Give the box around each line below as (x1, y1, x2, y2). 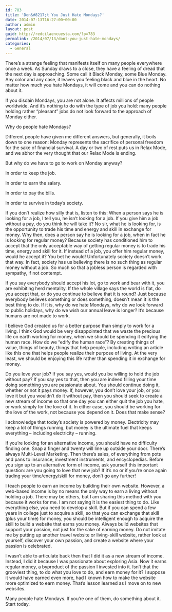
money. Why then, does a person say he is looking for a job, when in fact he (5, 231, 166, 238)
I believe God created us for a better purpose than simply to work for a (5, 322, 155, 329)
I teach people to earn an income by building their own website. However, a (5, 482, 165, 489)
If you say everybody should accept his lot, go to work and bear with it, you (5, 280, 165, 286)
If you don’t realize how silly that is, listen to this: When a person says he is (5, 209, 164, 216)
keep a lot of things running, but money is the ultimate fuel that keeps (5, 424, 152, 430)
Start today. (5, 601, 30, 607)
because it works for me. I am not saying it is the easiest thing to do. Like (5, 499, 160, 505)
